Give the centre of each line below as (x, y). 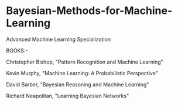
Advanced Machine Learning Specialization (59, 39)
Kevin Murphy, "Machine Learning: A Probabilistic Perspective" (82, 73)
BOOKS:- (17, 50)
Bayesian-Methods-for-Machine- (89, 11)
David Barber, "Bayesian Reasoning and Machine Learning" (78, 84)
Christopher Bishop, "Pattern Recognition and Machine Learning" (85, 62)
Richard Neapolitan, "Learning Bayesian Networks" (68, 96)
